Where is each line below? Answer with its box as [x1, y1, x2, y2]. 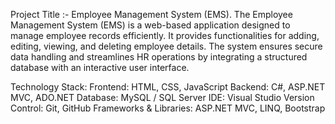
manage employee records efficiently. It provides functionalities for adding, [10, 30, 320, 41]
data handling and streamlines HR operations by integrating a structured [10, 51, 308, 63]
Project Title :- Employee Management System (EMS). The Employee [10, 9, 293, 20]
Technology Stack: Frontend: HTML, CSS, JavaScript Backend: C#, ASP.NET [10, 81, 326, 93]
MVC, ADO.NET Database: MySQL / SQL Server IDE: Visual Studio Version [10, 92, 315, 103]
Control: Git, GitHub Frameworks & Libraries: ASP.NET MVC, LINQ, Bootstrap [10, 102, 326, 114]
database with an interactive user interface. [10, 62, 190, 73]
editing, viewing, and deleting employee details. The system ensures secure [10, 40, 323, 52]
